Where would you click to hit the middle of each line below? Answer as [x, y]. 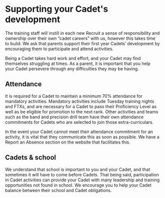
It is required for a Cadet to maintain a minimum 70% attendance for [74, 96]
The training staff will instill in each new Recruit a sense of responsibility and [82, 33]
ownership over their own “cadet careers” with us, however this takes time [80, 38]
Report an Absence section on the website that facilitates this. [68, 142]
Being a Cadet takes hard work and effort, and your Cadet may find [73, 58]
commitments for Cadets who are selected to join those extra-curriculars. [79, 122]
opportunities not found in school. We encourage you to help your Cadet [78, 185]
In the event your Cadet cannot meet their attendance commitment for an [79, 132]
